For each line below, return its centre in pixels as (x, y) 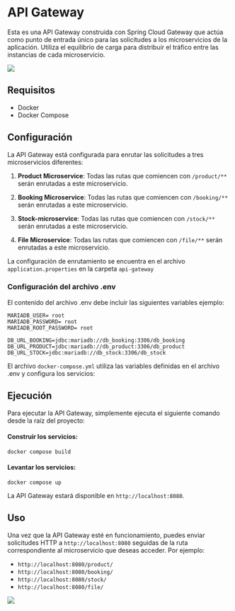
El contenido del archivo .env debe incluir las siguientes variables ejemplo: (116, 302)
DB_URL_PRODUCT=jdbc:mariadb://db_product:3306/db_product (96, 346)
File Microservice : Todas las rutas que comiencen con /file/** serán (120, 239)
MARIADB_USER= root (36, 315)
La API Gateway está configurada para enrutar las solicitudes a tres (105, 154)
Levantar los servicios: (42, 467)
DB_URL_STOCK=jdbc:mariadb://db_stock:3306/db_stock (87, 352)
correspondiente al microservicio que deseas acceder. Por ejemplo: (106, 550)
